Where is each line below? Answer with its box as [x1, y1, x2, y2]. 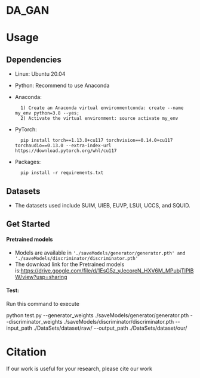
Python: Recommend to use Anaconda [14, 82, 110, 89]
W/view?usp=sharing [14, 273, 67, 280]
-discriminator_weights [6, 318, 63, 325]
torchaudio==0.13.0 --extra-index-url [14, 142, 112, 149]
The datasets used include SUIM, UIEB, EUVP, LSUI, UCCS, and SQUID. [14, 202, 191, 209]
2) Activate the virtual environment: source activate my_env [20, 116, 179, 122]
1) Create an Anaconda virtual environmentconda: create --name [20, 105, 184, 111]
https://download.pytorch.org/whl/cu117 [14, 148, 117, 154]
